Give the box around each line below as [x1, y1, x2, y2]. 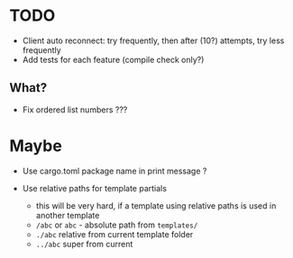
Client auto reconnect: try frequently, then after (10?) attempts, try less [22, 35, 285, 46]
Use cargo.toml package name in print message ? [22, 165, 207, 176]
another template [35, 209, 100, 220]
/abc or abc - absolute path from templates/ [35, 219, 198, 230]
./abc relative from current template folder [35, 228, 194, 239]
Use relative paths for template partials [22, 182, 167, 193]
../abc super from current [35, 238, 133, 249]
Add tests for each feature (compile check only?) [22, 54, 205, 65]
